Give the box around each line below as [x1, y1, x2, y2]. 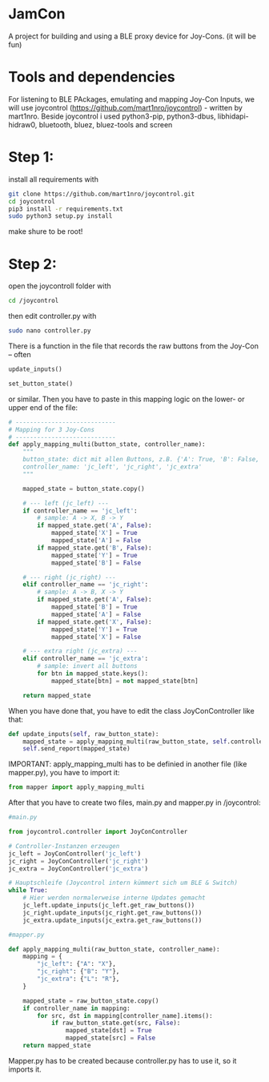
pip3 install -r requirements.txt [8, 205, 124, 213]
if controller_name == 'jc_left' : [22, 506, 138, 515]
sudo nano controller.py [8, 327, 91, 335]
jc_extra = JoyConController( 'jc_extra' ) [8, 864, 149, 873]
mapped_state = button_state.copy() [22, 485, 146, 493]
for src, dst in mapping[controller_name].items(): [37, 1012, 214, 1020]
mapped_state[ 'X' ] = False [50, 633, 142, 641]
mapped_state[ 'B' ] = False [50, 558, 142, 567]
